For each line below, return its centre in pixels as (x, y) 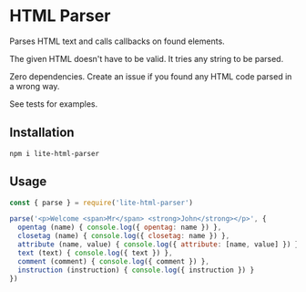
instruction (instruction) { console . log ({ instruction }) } (136, 270)
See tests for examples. (54, 104)
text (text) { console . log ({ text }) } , (95, 253)
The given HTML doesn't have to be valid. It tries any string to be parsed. (147, 58)
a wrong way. (35, 86)
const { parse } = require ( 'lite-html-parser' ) (102, 203)
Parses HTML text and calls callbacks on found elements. (117, 41)
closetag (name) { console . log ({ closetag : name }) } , (124, 236)
